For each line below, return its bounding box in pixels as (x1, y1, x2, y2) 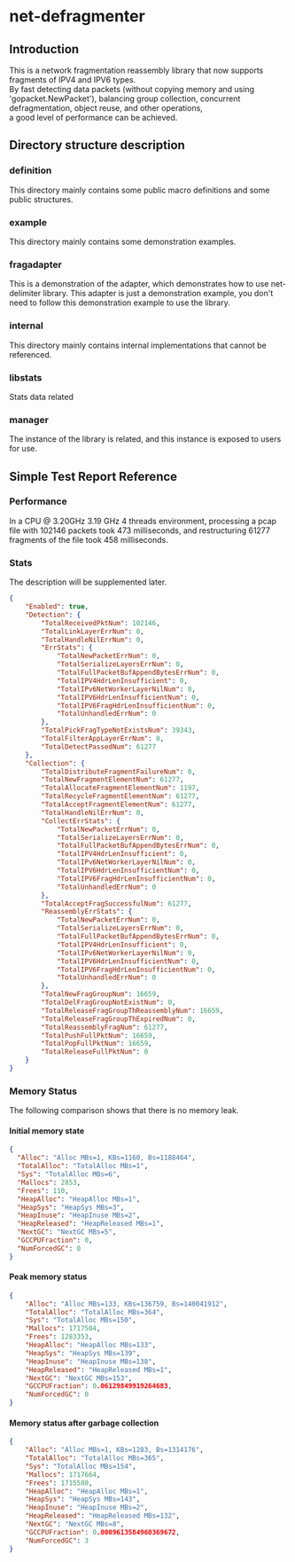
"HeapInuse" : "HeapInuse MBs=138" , (25, 1357, 157, 1366)
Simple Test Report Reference (9, 468, 178, 484)
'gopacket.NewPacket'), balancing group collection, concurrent (9, 93, 241, 104)
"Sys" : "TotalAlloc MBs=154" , (25, 1462, 137, 1471)
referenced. (9, 349, 52, 360)
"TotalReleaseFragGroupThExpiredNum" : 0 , (41, 1014, 197, 1024)
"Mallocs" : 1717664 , (25, 1470, 101, 1479)
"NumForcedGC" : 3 (25, 1536, 89, 1545)
